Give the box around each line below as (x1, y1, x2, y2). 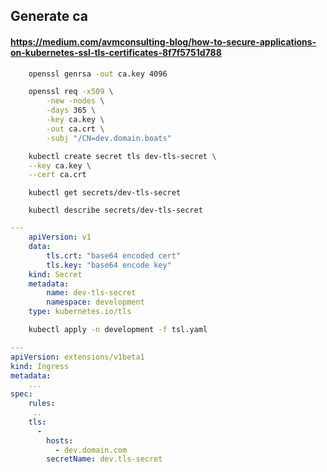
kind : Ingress (10, 361, 70, 371)
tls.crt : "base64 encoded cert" (46, 250, 182, 261)
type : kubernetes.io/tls (28, 307, 132, 317)
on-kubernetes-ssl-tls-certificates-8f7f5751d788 (10, 46, 222, 58)
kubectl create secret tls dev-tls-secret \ (28, 151, 217, 161)
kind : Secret (28, 269, 83, 279)
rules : (28, 399, 56, 409)
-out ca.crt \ (46, 124, 105, 134)
